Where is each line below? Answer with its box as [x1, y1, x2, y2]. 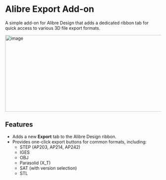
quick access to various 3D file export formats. [5, 25, 100, 31]
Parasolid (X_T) [19, 160, 51, 166]
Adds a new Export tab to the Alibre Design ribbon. [12, 134, 117, 139]
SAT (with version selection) [19, 165, 78, 171]
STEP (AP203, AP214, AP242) [19, 144, 81, 150]
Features [5, 120, 33, 129]
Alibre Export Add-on [5, 3, 94, 15]
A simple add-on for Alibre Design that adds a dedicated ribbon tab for [5, 20, 149, 26]
